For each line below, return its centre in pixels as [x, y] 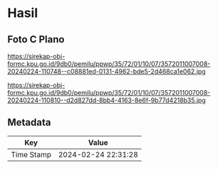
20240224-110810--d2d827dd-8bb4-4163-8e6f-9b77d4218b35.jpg [107, 100]
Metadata [29, 122]
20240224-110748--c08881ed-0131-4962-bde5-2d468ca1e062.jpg [107, 71]
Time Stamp [31, 154]
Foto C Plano [36, 39]
